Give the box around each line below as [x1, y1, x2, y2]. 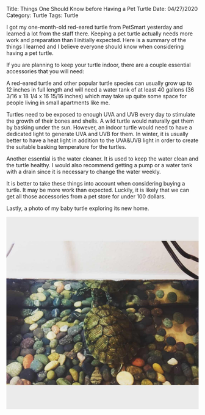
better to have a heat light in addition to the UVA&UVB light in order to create [6, 137, 199, 144]
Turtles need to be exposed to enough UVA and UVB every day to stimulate [6, 111, 196, 118]
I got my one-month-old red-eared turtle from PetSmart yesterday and [6, 24, 183, 31]
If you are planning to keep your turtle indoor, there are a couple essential [6, 61, 191, 68]
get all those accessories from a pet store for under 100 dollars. [6, 193, 166, 200]
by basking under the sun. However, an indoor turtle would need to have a [6, 124, 192, 131]
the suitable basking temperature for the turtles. [6, 143, 127, 150]
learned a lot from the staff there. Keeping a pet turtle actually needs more [6, 30, 193, 37]
